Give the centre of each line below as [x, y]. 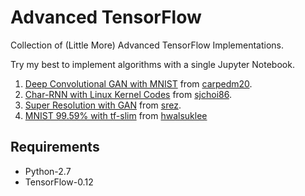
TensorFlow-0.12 [59, 182]
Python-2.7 [48, 171]
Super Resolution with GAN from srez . [103, 105]
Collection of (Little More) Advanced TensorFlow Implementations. [147, 45]
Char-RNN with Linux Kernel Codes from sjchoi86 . [128, 94]
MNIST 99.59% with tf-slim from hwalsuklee [116, 115]
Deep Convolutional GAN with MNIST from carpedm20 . [138, 83]
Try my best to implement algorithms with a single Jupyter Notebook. [152, 64]
